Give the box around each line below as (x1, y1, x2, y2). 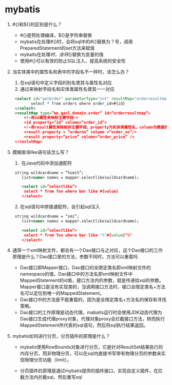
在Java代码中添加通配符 (21, 160, 72, 166)
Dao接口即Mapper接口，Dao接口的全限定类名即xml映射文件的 (20, 265, 151, 271)
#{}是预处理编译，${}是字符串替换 (20, 32, 92, 38)
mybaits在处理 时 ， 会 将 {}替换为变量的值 (20, 51, 104, 57)
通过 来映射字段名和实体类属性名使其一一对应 (20, 86, 115, 92)
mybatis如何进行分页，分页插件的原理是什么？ (12, 333, 110, 339)
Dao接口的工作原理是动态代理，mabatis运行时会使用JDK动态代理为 (20, 309, 162, 316)
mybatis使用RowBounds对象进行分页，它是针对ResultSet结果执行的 (20, 344, 163, 350)
